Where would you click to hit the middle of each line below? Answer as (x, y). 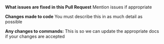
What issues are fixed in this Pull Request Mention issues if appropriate (79, 7)
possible (14, 22)
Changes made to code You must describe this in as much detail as (74, 16)
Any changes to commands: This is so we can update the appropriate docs (82, 31)
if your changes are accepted (35, 36)
